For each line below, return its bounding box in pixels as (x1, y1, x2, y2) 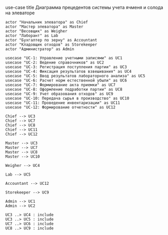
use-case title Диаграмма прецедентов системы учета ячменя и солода (5, 5, 163, 10)
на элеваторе (5, 10, 35, 16)
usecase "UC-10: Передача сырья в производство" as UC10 (5, 96, 130, 101)
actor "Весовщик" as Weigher (5, 29, 68, 34)
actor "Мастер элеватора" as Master (5, 24, 83, 29)
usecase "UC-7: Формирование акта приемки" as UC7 (5, 82, 116, 88)
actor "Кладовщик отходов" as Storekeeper (5, 42, 97, 47)
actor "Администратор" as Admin (5, 47, 74, 52)
